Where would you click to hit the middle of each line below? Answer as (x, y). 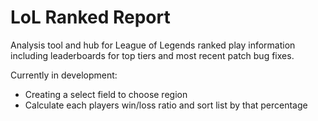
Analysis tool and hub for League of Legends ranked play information (153, 45)
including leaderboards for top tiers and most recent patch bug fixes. (152, 55)
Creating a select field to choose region (106, 94)
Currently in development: (64, 75)
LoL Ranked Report (90, 17)
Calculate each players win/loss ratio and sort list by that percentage (166, 105)
